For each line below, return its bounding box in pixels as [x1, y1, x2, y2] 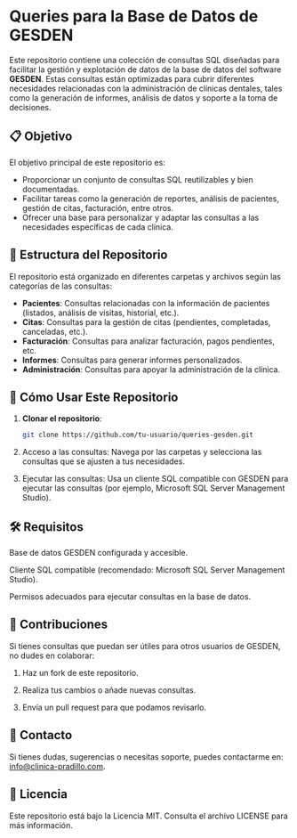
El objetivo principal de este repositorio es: [9, 157, 166, 167]
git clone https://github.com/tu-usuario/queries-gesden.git [21, 430, 254, 440]
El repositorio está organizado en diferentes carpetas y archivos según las [9, 271, 282, 281]
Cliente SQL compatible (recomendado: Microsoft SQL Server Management [9, 565, 285, 575]
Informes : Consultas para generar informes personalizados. [21, 354, 243, 365]
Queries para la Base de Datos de [9, 6, 259, 27]
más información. [9, 819, 73, 830]
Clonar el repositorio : [21, 413, 102, 424]
